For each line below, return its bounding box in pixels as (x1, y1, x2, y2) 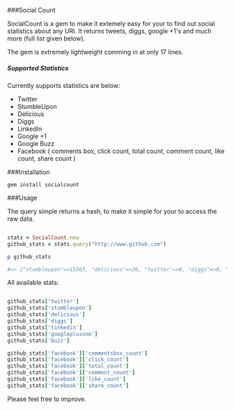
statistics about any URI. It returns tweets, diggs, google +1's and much (7, 27, 212, 35)
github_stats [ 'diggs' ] (7, 318, 73, 325)
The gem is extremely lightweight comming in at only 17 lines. (7, 48, 184, 56)
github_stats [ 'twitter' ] (7, 298, 79, 305)
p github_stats (7, 253, 52, 261)
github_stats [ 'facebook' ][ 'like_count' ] (7, 376, 127, 383)
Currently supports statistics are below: (7, 81, 120, 89)
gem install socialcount (7, 181, 79, 188)
